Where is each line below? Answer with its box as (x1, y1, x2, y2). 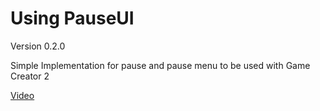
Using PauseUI (10, 7, 135, 30)
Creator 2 (10, 70, 50, 82)
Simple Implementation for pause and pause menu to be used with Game (10, 59, 311, 71)
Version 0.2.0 (10, 40, 66, 52)
